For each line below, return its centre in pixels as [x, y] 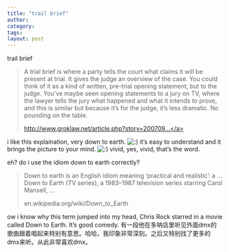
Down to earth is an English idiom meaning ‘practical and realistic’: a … [123, 176]
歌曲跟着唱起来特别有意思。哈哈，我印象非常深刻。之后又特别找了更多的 [109, 234]
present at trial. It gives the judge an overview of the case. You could [120, 79]
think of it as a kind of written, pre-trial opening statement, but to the [120, 86]
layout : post [26, 39]
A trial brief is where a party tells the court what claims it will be [113, 72]
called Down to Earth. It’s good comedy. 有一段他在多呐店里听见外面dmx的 [112, 225]
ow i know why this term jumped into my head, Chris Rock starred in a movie [115, 217]
